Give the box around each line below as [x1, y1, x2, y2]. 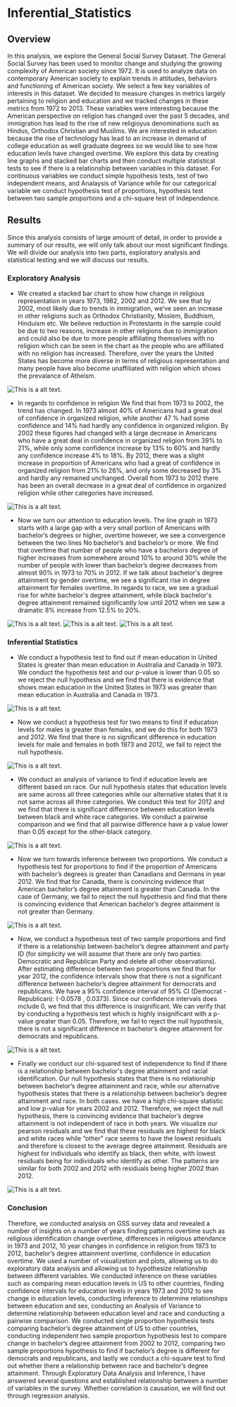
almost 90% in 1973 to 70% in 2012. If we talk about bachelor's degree [17, 569, 223, 577]
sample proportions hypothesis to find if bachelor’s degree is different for [7, 1346, 221, 1355]
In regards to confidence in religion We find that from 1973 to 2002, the [17, 399, 224, 407]
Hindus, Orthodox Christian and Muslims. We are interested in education [7, 127, 217, 135]
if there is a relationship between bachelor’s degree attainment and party [17, 942, 229, 951]
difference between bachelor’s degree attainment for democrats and [17, 980, 217, 988]
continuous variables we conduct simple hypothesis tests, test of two [7, 171, 209, 180]
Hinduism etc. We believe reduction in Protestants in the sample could [17, 319, 221, 328]
